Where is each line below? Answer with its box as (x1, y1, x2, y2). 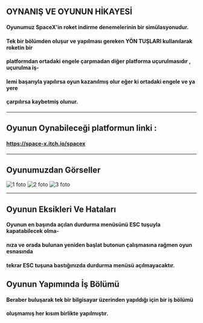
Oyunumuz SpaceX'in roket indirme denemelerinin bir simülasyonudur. (6, 23, 189, 31)
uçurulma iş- (6, 64, 39, 71)
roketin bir (6, 44, 33, 51)
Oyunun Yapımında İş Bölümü (6, 279, 120, 289)
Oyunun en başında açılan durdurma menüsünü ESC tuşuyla (6, 221, 161, 228)
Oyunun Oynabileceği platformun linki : (6, 123, 157, 134)
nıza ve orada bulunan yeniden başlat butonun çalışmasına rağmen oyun (6, 241, 192, 249)
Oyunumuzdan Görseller (6, 165, 101, 175)
